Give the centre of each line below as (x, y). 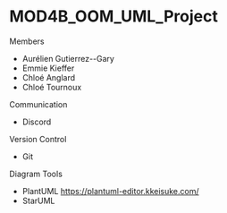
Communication (38, 104)
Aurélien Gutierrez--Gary (68, 58)
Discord (37, 122)
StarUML (38, 200)
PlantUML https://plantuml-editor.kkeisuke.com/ (110, 191)
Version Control (38, 139)
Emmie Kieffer (48, 68)
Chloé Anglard (49, 77)
